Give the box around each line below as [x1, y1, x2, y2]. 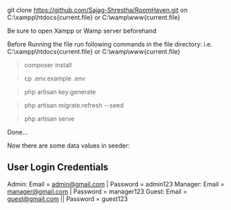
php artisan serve [24, 114, 75, 123]
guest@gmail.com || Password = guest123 [7, 194, 128, 203]
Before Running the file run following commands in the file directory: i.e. [7, 40, 213, 48]
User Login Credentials [7, 161, 109, 173]
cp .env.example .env [24, 74, 85, 82]
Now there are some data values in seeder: [7, 141, 130, 150]
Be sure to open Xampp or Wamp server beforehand [7, 27, 157, 35]
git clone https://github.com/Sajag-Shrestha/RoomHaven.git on [7, 6, 188, 14]
